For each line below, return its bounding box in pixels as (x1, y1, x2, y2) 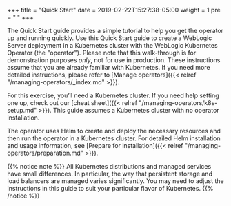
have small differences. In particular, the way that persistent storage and (7, 169, 212, 178)
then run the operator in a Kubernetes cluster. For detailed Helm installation (7, 134, 221, 142)
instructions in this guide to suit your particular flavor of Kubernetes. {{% (7, 185, 214, 192)
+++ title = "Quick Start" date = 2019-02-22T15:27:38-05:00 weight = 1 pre (7, 6, 221, 14)
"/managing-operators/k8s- (139, 99, 218, 106)
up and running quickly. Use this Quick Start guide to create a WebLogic (7, 34, 212, 42)
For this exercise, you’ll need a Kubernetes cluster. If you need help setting (7, 91, 219, 100)
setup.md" (7, 106, 37, 114)
